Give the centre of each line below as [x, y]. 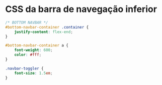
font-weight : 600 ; [33, 50]
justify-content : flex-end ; [44, 32]
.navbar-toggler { [24, 68]
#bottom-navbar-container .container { [47, 27]
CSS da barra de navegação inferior [81, 9]
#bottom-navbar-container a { [37, 45]
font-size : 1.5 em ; [33, 73]
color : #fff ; [28, 55]
